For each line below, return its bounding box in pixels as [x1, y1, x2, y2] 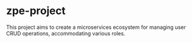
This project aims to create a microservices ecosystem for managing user [6, 24, 186, 31]
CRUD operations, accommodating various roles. [6, 29, 126, 37]
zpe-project [6, 4, 66, 18]
